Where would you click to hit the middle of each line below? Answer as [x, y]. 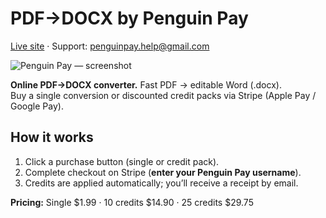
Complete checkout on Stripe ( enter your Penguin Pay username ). [163, 172]
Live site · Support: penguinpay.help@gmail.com [110, 46]
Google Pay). [37, 106]
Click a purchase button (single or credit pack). [122, 161]
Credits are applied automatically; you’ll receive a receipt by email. [161, 183]
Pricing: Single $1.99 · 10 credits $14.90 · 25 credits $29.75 [132, 202]
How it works [52, 137]
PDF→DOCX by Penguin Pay [129, 18]
